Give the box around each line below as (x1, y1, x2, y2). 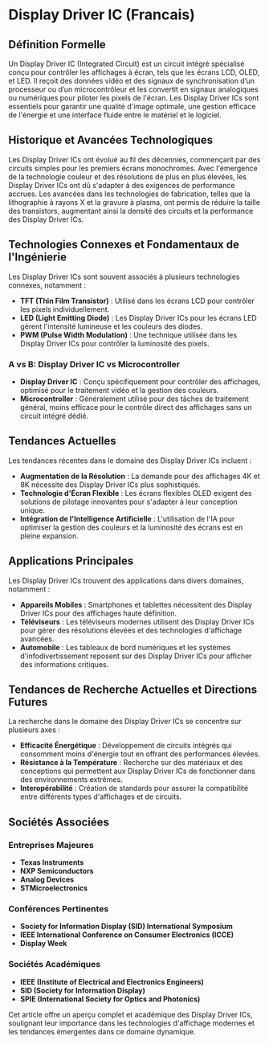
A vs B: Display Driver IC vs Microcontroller (8, 358, 181, 370)
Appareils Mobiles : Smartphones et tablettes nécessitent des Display (19, 600, 253, 609)
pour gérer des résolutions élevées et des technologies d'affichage (19, 625, 243, 635)
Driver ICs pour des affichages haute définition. (19, 608, 177, 618)
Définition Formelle (8, 38, 106, 51)
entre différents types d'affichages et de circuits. (19, 792, 182, 801)
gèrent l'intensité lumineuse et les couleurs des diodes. (19, 321, 203, 331)
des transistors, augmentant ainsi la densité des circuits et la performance (8, 206, 254, 215)
